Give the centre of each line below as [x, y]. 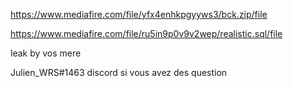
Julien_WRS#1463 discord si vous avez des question [119, 72]
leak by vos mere [46, 53]
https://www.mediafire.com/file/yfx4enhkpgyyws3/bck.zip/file [139, 14]
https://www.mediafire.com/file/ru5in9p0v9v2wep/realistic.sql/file [146, 33]
